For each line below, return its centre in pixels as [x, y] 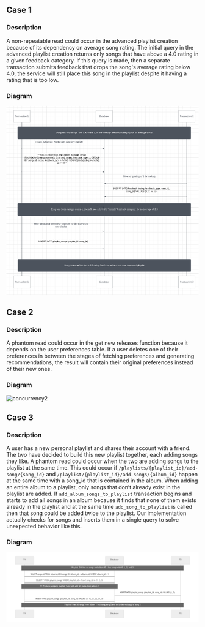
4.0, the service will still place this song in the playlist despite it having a [97, 73]
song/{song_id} [26, 475]
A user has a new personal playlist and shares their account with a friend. [99, 448]
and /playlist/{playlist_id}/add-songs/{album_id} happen [122, 475]
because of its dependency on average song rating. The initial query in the [100, 47]
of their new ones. [29, 369]
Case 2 [20, 312]
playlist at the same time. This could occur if [62, 468]
